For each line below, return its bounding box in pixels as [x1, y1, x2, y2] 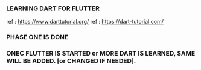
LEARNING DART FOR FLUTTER [6, 4, 100, 13]
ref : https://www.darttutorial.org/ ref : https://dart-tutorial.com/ [6, 18, 164, 25]
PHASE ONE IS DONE [6, 33, 69, 42]
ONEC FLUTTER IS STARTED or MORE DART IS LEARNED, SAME [6, 49, 196, 58]
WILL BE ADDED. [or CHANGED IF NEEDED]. [6, 57, 136, 65]
